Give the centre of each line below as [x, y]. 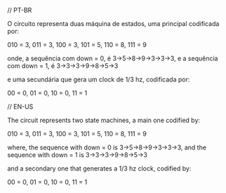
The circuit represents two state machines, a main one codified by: [104, 120]
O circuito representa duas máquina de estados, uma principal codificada [113, 24]
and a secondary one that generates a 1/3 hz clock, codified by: [99, 168]
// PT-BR [20, 10]
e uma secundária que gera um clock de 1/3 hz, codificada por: [99, 79]
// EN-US [20, 107]
